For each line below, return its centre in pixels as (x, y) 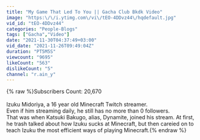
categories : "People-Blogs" (42, 29)
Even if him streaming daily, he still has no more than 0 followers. (88, 111)
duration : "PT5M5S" (31, 52)
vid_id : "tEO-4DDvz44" (35, 23)
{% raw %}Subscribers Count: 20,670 (54, 91)
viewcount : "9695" (30, 57)
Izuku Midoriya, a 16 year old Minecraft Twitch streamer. (77, 105)
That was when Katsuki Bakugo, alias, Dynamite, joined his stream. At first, (100, 117)
